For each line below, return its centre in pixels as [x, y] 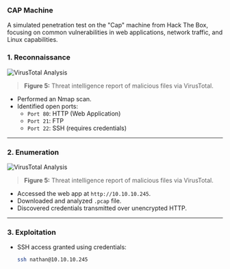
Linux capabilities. [33, 40]
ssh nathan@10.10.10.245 [52, 260]
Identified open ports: [48, 106]
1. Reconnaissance [39, 57]
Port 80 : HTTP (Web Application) [74, 113]
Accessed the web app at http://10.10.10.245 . [84, 193]
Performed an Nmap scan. [54, 99]
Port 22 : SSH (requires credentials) [77, 128]
